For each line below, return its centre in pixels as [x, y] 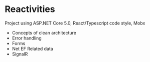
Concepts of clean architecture [44, 32]
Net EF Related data [32, 48]
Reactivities [30, 9]
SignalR [20, 54]
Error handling [27, 38]
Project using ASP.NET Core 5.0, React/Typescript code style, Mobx [75, 23]
